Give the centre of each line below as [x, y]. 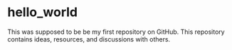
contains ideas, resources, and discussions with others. [89, 39]
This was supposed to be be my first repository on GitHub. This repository [116, 32]
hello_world [43, 12]
